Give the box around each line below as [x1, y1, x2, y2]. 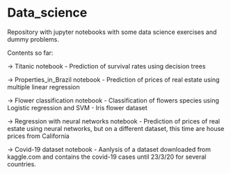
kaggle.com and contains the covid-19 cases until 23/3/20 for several [7, 153, 207, 161]
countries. [7, 159, 36, 168]
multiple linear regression [7, 82, 80, 91]
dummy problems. [7, 35, 59, 43]
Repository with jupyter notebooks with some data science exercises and [7, 28, 217, 36]
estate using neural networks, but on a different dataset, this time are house [7, 124, 225, 132]
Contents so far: [7, 49, 54, 57]
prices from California [7, 132, 70, 140]
